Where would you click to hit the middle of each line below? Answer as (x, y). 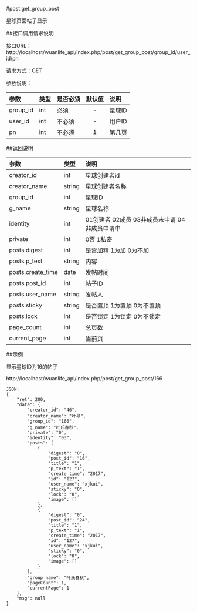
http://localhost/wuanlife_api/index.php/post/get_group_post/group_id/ (92, 52)
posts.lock (23, 316)
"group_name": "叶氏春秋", (58, 578)
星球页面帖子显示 (27, 21)
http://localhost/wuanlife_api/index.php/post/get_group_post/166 (84, 378)
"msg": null (31, 598)
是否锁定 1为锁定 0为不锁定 (123, 317)
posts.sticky (26, 305)
